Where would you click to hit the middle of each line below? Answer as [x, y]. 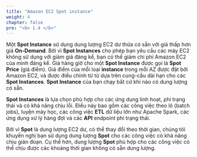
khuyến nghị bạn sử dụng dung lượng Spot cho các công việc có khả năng [96, 136]
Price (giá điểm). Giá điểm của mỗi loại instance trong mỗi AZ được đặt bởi [97, 69]
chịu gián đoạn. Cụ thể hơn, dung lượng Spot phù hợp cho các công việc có [98, 142]
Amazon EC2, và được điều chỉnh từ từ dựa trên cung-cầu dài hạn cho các [96, 76]
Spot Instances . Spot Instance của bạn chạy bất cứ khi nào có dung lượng [97, 82]
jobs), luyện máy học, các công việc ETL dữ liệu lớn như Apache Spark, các [98, 112]
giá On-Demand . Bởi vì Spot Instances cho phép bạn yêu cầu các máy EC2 [98, 51]
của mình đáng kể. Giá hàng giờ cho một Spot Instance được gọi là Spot [94, 63]
